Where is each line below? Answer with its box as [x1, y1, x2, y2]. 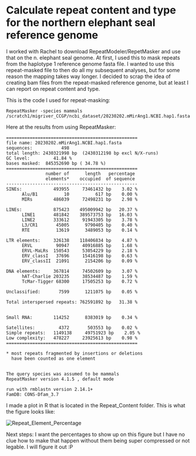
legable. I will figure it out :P [6, 443, 73, 450]
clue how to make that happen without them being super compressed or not [6, 437, 190, 444]
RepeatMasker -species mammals [6, 108, 83, 114]
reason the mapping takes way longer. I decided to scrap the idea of [6, 73, 171, 80]
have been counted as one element [11, 356, 96, 362]
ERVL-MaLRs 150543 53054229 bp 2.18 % [21, 248, 138, 254]
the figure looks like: [6, 408, 56, 415]
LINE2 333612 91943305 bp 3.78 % [21, 217, 138, 223]
